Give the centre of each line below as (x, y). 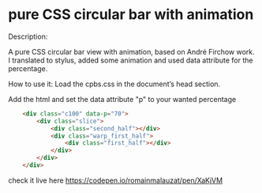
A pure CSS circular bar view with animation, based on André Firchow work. (131, 51)
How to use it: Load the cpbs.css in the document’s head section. (114, 84)
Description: (28, 36)
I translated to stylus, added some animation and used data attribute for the (131, 60)
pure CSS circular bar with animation (131, 15)
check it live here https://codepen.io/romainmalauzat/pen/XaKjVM (116, 180)
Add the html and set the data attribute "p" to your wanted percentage (122, 99)
